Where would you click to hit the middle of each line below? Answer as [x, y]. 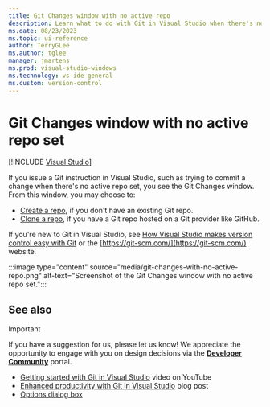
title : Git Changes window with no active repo [90, 16]
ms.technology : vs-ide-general [61, 76]
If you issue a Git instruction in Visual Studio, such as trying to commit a [127, 178]
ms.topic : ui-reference [48, 38]
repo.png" [25, 276]
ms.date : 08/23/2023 [43, 31]
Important [25, 329]
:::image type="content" [48, 267]
